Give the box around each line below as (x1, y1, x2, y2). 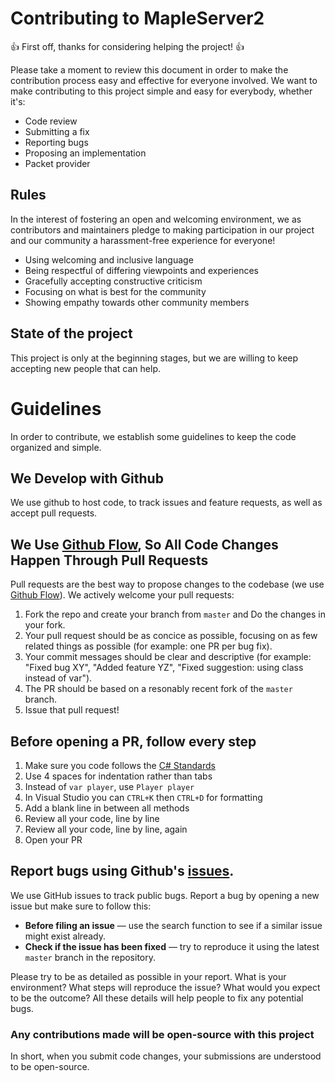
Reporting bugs (24, 136, 89, 148)
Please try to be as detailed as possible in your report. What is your (10, 970, 287, 982)
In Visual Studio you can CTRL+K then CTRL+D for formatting (24, 791, 263, 803)
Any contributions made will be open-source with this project (10, 1027, 315, 1041)
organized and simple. (10, 441, 102, 453)
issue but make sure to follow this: (10, 900, 152, 912)
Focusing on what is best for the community (24, 285, 207, 297)
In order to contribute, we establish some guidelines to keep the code (10, 430, 297, 442)
